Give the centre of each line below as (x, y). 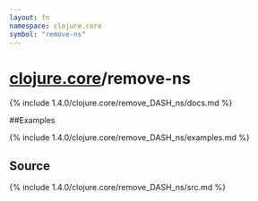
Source (30, 166)
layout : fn (30, 17)
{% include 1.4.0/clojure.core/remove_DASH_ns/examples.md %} (129, 138)
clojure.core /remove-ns (100, 78)
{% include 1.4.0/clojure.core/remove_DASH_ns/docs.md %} (121, 103)
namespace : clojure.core (56, 26)
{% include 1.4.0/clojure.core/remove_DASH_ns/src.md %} (118, 188)
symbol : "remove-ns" (48, 34)
